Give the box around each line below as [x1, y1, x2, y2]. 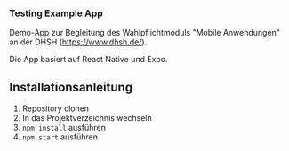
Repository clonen [21, 103, 90, 114]
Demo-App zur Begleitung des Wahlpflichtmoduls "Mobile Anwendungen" [9, 28, 280, 38]
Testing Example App [9, 7, 104, 20]
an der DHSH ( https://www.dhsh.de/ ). [9, 36, 148, 47]
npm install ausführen [21, 123, 107, 133]
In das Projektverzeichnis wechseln [21, 113, 153, 123]
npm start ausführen [21, 131, 98, 142]
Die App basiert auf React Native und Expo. [9, 54, 168, 65]
